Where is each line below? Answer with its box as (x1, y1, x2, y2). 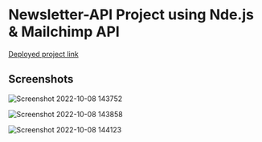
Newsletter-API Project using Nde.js (8, 6, 255, 24)
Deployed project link (8, 49, 79, 59)
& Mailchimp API (8, 22, 121, 41)
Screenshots (8, 72, 74, 86)
